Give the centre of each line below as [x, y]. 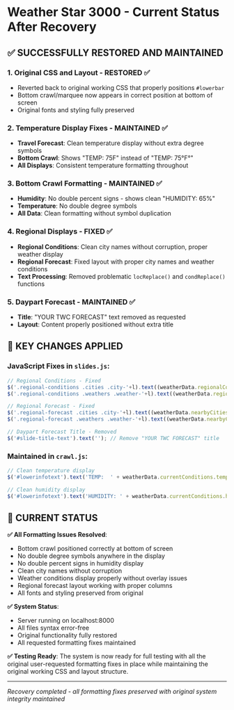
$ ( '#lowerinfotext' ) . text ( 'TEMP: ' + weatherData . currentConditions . [112, 477]
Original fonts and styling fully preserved [76, 109]
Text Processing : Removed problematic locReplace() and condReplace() [121, 276]
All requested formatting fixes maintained [77, 643]
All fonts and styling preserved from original [80, 593]
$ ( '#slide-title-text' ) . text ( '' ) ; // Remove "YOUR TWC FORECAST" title [113, 438]
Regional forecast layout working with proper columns [95, 586]
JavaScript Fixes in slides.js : [58, 366]
